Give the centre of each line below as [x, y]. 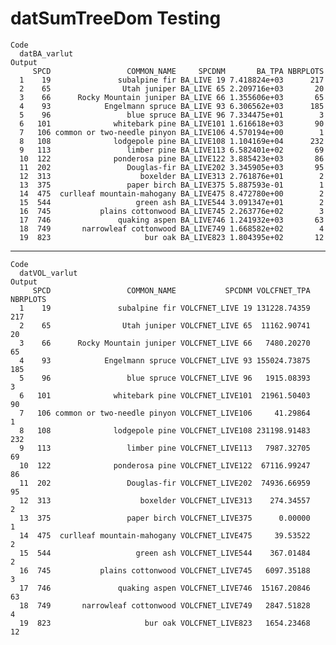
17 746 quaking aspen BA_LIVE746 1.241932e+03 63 [172, 220]
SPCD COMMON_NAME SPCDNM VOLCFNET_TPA [171, 290]
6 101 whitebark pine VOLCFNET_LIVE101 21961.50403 [165, 395]
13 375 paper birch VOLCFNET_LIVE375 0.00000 [165, 518]
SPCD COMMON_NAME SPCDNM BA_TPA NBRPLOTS [178, 71]
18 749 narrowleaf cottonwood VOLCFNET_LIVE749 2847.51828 [165, 605]
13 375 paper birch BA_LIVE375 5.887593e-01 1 [172, 185]
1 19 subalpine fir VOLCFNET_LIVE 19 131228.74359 [165, 308]
